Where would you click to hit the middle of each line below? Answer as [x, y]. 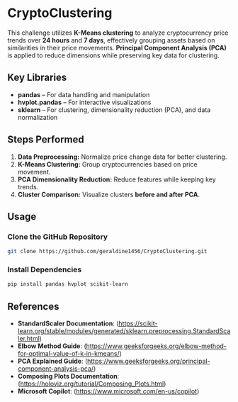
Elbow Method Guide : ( [52, 346]
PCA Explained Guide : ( [52, 361]
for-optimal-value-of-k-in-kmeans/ [68, 354]
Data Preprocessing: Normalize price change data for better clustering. [122, 157]
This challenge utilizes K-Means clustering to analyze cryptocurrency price [118, 33]
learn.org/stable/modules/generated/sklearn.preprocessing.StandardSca [124, 331]
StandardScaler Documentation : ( [68, 323]
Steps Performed [46, 140]
